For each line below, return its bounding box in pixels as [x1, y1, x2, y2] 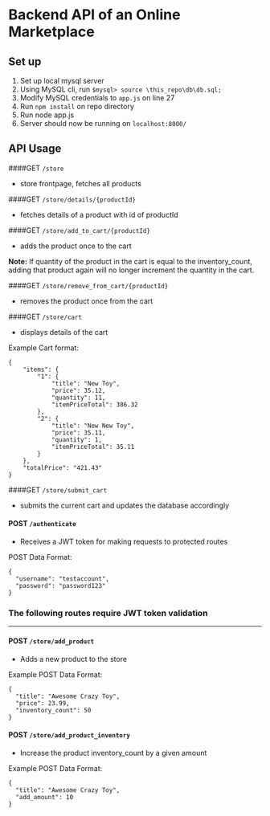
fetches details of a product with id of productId [19, 210, 178, 219]
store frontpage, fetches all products [19, 178, 142, 188]
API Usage [8, 142, 62, 156]
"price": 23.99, [15, 699, 70, 708]
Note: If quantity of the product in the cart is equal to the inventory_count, [8, 256, 253, 266]
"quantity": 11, [51, 394, 106, 402]
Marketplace [8, 22, 95, 41]
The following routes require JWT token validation [8, 607, 208, 618]
